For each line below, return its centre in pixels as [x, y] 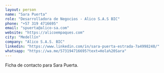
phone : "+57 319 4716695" [32, 23]
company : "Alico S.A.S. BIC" [35, 42]
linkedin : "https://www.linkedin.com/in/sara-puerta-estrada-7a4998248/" [82, 46]
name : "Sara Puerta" [26, 14]
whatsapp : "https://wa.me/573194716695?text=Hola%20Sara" [66, 51]
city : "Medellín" [23, 37]
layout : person [21, 10]
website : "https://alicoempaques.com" [45, 33]
